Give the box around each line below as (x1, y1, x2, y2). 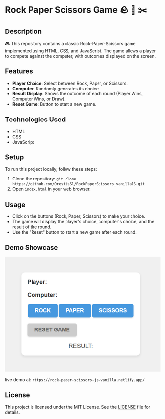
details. (5, 409, 20, 415)
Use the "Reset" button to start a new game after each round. (12, 229, 137, 235)
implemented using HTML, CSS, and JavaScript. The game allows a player (5, 48, 156, 54)
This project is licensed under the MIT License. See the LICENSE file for (5, 404, 151, 410)
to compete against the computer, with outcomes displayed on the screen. (5, 53, 156, 59)
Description (5, 27, 42, 35)
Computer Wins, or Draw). (12, 96, 66, 102)
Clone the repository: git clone (12, 176, 76, 181)
